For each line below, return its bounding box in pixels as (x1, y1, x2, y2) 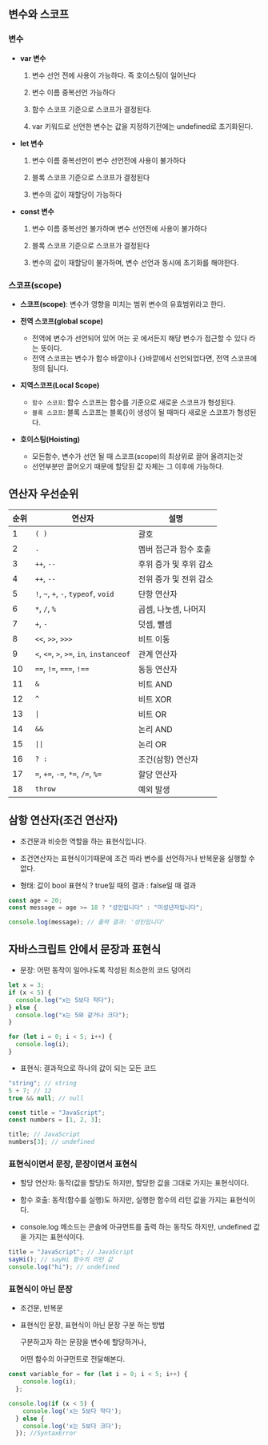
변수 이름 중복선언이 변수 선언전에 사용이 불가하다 (31, 155, 186, 165)
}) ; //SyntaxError (15, 1429, 78, 1438)
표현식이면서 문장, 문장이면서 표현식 (8, 1158, 138, 1169)
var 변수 (19, 53, 46, 62)
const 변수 (19, 207, 54, 216)
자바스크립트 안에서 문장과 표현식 (8, 942, 162, 956)
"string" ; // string (8, 1079, 78, 1087)
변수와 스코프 (8, 7, 70, 22)
